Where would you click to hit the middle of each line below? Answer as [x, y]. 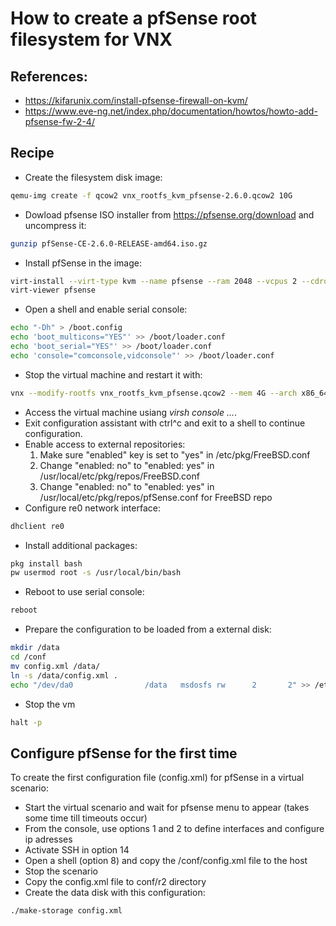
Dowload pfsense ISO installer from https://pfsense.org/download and [169, 214]
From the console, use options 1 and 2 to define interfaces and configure [174, 829]
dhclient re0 [37, 526]
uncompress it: [55, 225]
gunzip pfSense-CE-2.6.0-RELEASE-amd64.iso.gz [109, 243]
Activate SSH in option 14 [77, 850]
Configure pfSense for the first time [124, 753]
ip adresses [48, 839]
